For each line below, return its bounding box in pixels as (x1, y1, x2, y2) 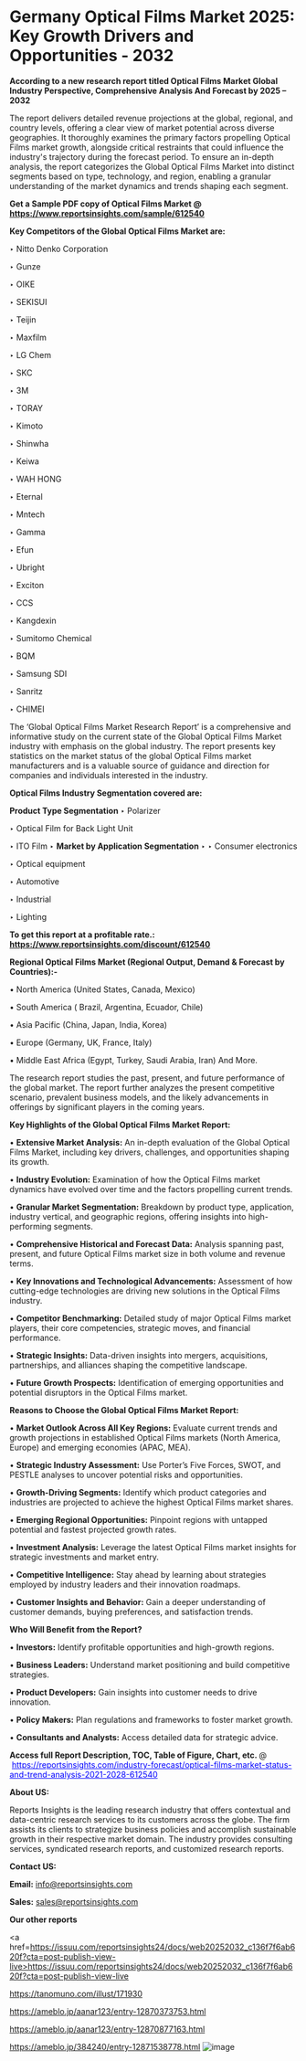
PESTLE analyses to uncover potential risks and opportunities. (9, 1469, 244, 1480)
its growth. (9, 1156, 50, 1167)
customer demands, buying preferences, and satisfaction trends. (9, 1606, 254, 1617)
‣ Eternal (9, 491, 43, 502)
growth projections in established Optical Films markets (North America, (9, 1432, 281, 1443)
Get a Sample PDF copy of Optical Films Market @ (9, 198, 203, 209)
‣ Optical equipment (9, 858, 86, 869)
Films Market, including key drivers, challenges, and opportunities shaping (9, 1147, 290, 1157)
